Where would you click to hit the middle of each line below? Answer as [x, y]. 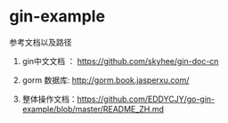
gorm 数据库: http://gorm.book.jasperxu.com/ [106, 80]
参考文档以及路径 [41, 42]
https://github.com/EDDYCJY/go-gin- [146, 99]
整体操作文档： [49, 99]
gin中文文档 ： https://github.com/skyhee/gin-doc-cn [120, 61]
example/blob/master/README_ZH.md [93, 109]
